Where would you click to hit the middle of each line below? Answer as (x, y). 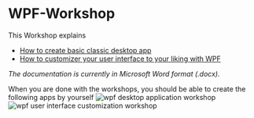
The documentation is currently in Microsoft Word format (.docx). (114, 73)
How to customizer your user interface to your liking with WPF (120, 59)
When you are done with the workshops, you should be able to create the (127, 89)
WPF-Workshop (62, 14)
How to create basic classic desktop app (85, 50)
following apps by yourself (51, 97)
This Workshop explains (47, 35)
